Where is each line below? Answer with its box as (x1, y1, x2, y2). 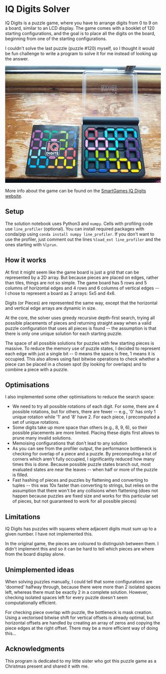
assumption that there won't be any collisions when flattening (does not (12, 488, 158, 494)
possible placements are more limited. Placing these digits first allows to (12, 430, 160, 436)
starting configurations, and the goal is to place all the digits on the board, (5, 30, 156, 36)
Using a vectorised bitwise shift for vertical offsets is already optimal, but (5, 615, 154, 620)
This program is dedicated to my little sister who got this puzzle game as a (5, 658, 157, 664)
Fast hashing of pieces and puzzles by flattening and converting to (12, 477, 148, 483)
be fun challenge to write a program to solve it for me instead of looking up (5, 51, 158, 56)
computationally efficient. (5, 600, 57, 606)
